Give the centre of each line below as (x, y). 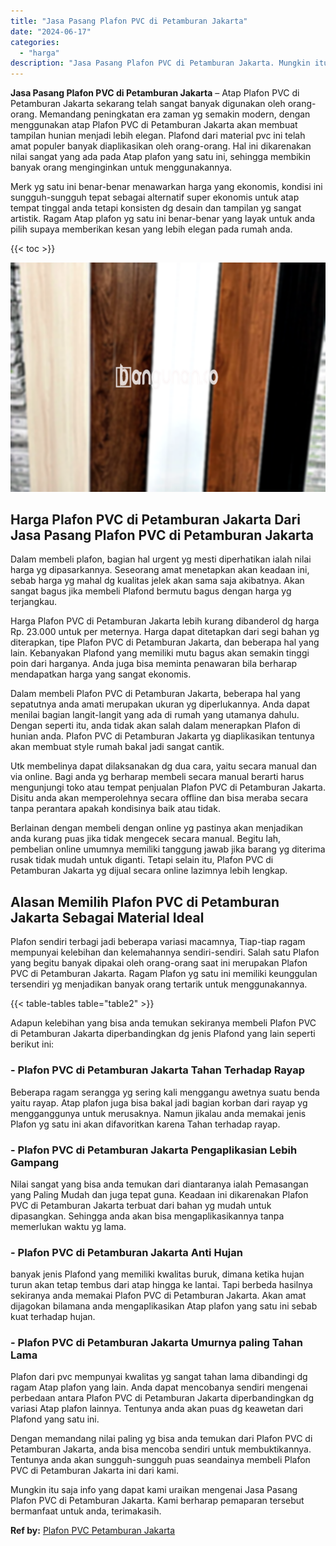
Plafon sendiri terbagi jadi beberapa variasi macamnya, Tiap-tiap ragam (158, 942)
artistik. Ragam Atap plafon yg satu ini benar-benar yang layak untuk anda (163, 219)
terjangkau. (34, 602)
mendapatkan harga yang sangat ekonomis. (101, 674)
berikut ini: (32, 1044)
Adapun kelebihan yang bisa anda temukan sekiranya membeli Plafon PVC (163, 1023)
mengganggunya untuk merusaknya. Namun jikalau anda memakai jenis (158, 1113)
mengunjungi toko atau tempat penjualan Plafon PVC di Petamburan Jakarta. (168, 787)
